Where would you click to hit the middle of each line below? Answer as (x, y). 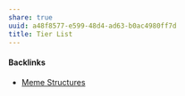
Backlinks (27, 62)
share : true (30, 17)
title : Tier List (41, 34)
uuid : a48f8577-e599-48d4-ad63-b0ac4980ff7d (92, 26)
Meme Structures (53, 82)
